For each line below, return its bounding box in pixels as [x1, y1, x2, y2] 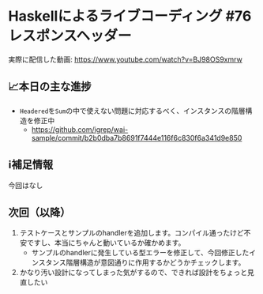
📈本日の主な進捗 [8, 80, 92, 93]
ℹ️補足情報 [8, 158, 54, 171]
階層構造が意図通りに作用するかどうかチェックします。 [66, 258, 246, 267]
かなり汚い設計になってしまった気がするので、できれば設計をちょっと [19, 268, 247, 277]
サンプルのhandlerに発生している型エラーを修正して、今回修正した [31, 248, 250, 258]
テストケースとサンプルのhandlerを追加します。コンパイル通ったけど [19, 228, 245, 238]
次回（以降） [8, 205, 71, 219]
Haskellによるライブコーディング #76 [8, 7, 252, 25]
